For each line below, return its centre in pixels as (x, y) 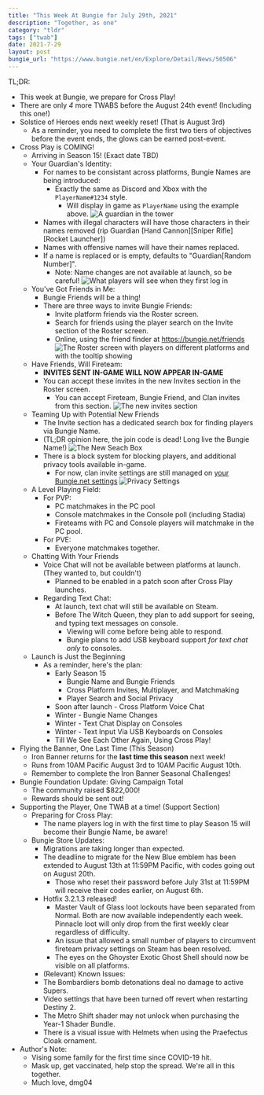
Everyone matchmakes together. (107, 548)
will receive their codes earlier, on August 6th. (129, 890)
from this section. (83, 406)
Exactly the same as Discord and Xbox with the (131, 189)
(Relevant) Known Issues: (84, 974)
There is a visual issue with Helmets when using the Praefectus (145, 1032)
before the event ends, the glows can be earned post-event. (128, 138)
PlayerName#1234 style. (91, 197)
